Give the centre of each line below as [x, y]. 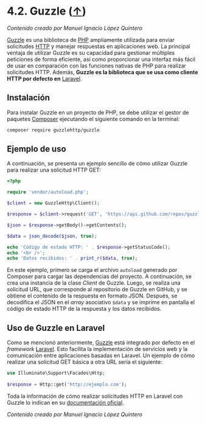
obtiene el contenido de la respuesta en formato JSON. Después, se [92, 296]
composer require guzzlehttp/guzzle [53, 130]
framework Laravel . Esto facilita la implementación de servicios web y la [97, 349]
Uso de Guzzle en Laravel [56, 328]
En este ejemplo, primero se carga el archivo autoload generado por [92, 270]
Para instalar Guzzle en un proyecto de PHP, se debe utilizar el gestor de [98, 112]
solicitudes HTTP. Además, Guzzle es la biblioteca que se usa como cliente [102, 72]
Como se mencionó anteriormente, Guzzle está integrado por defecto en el [101, 342]
